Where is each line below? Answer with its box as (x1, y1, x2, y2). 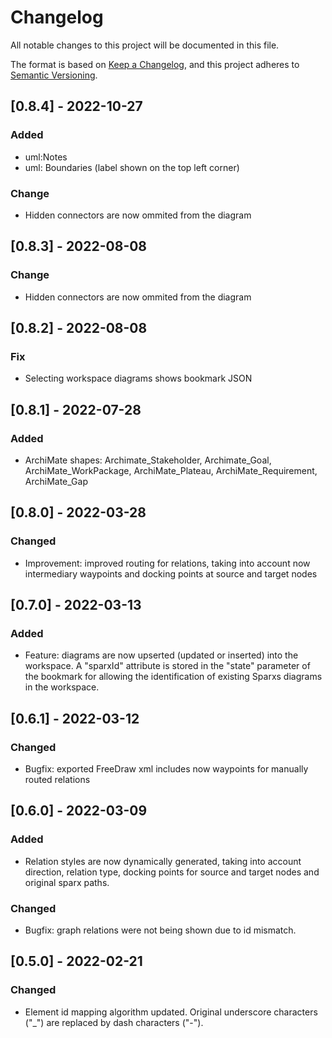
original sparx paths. (24, 876, 110, 888)
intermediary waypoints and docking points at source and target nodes (24, 567, 318, 580)
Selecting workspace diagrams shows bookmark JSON (24, 372, 253, 385)
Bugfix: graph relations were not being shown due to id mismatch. (24, 924, 297, 936)
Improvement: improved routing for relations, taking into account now (24, 557, 311, 569)
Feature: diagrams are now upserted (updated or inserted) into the (24, 649, 299, 661)
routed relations (24, 774, 91, 786)
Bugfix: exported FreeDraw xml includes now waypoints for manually (24, 763, 309, 775)
